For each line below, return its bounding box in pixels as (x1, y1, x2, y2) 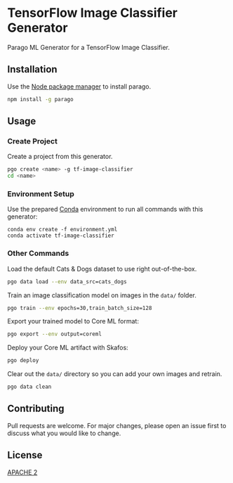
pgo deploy (7, 357, 39, 364)
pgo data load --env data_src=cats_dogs (7, 278, 128, 285)
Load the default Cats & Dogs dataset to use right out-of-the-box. (7, 264, 197, 273)
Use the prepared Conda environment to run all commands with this (7, 205, 204, 214)
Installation (7, 63, 58, 75)
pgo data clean (7, 383, 52, 391)
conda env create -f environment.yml (7, 226, 118, 233)
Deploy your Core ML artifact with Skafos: (7, 343, 128, 352)
